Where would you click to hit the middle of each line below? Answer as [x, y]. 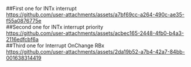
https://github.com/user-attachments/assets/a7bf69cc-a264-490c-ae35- [95, 15]
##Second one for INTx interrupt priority [55, 27]
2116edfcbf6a [23, 39]
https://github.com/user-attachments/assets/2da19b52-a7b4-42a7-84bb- [95, 52]
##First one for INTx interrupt [42, 8]
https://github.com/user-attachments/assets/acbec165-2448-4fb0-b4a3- [95, 33]
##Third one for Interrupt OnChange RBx [55, 45]
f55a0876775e [24, 21]
